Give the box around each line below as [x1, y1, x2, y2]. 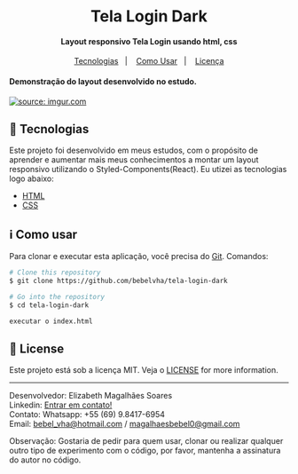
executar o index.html [9, 317, 93, 326]
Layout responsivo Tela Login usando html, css [60, 36, 238, 46]
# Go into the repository [9, 292, 105, 301]
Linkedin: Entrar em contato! [9, 399, 113, 410]
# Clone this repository [9, 268, 101, 277]
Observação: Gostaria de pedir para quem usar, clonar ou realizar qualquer [9, 436, 284, 446]
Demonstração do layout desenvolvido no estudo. [9, 75, 197, 86]
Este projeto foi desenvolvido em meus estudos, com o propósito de [9, 145, 259, 156]
